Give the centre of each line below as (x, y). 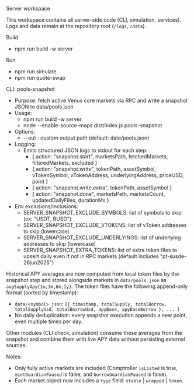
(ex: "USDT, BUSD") (47, 219)
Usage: (23, 113)
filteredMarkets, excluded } (65, 163)
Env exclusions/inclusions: (46, 206)
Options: (25, 132)
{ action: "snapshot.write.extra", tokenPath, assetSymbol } (102, 188)
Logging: (25, 144)
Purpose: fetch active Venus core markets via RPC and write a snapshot (101, 100)
